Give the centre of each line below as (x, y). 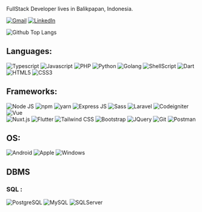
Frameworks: (32, 91)
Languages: (29, 51)
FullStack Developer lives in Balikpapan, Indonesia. (70, 9)
